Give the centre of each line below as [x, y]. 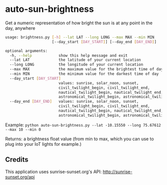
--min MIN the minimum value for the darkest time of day [84, 74]
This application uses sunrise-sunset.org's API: [53, 172]
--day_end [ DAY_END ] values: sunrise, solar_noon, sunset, [74, 102]
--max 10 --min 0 [23, 129]
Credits [17, 160]
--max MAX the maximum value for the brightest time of [82, 69]
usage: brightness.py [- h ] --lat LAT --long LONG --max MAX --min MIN [80, 37]
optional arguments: [27, 51]
